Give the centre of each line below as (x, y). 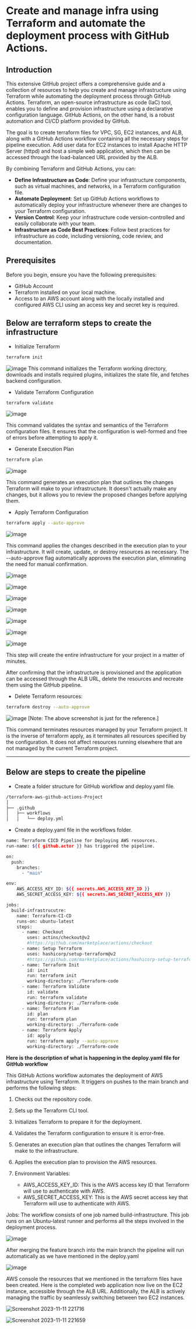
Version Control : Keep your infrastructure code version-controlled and (99, 217)
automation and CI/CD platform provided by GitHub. (68, 121)
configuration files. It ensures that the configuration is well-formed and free (97, 431)
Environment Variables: (42, 1173)
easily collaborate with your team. (55, 223)
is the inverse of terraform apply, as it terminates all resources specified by (96, 736)
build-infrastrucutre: (39, 910)
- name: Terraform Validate (56, 987)
